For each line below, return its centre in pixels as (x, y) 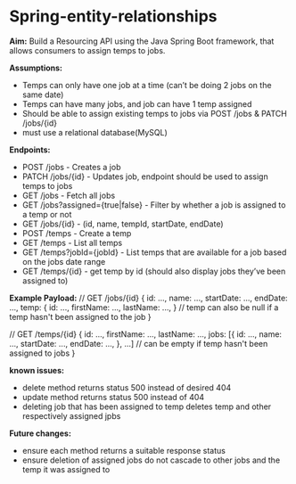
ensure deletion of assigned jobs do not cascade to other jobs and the (151, 460)
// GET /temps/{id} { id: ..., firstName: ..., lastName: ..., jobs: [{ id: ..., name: (146, 334)
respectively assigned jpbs (71, 415)
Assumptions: (36, 68)
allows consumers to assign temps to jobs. (87, 50)
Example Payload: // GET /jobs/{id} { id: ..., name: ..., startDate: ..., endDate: (148, 298)
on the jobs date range (64, 261)
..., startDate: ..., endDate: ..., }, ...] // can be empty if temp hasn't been (139, 343)
